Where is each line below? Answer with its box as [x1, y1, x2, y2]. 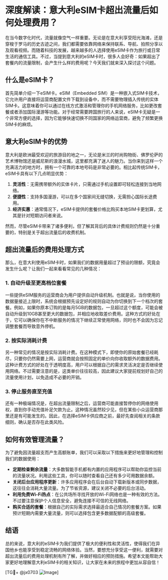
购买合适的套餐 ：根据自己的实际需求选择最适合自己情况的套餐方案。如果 [12, 504, 161, 510]
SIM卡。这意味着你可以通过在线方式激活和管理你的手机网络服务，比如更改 [5, 102, 158, 108]
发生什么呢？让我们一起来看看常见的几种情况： [5, 266, 101, 272]
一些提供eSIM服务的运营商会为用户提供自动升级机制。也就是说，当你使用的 [5, 292, 160, 298]
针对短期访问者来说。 [21, 212, 65, 218]
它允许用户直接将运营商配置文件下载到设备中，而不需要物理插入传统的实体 [5, 96, 158, 102]
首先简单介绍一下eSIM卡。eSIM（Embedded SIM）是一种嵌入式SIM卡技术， [5, 90, 162, 96]
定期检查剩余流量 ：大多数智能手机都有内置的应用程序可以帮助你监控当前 [12, 466, 161, 472]
